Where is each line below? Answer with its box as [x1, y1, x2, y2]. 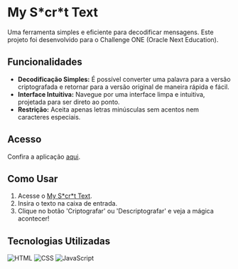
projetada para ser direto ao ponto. [17, 97, 120, 106]
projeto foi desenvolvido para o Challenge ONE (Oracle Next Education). [7, 35, 219, 43]
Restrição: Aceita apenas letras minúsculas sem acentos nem [17, 105, 200, 114]
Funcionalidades [7, 56, 83, 68]
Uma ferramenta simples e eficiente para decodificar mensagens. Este [7, 28, 215, 36]
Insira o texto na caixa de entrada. [17, 199, 118, 208]
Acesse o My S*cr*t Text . [17, 191, 92, 200]
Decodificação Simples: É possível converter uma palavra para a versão [17, 75, 231, 83]
